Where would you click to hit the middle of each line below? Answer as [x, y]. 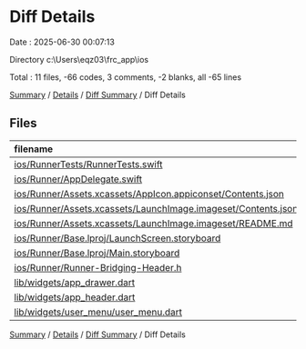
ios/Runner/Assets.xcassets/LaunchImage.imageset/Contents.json [156, 208]
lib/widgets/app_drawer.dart [74, 282]
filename [34, 149]
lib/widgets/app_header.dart [75, 297]
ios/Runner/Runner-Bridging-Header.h [98, 267]
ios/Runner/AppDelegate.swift [78, 179]
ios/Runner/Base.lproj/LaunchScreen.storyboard [117, 238]
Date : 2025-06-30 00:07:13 [62, 42]
